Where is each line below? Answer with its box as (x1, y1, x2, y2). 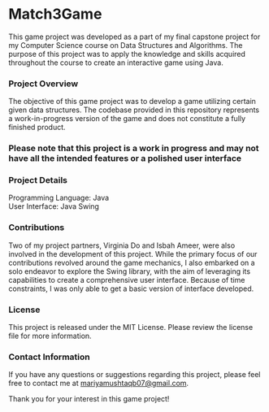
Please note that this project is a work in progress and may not (8, 143, 259, 154)
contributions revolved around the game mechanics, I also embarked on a (8, 258, 255, 267)
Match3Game (8, 5, 102, 24)
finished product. (8, 123, 67, 132)
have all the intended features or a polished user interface (8, 153, 242, 164)
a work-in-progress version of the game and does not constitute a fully (8, 114, 246, 124)
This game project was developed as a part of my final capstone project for (8, 32, 261, 41)
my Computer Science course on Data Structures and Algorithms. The (8, 40, 243, 50)
